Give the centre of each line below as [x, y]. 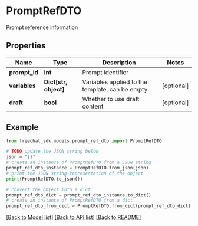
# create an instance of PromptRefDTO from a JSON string [79, 163]
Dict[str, [56, 82]
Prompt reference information [42, 27]
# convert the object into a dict [49, 189]
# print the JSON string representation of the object [75, 173]
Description [119, 62]
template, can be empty [115, 89]
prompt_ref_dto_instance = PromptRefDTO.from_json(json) [77, 168]
